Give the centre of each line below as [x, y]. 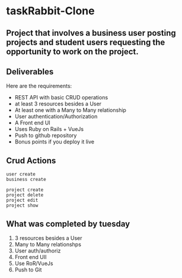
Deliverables [30, 72]
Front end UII [31, 257]
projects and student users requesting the [86, 42]
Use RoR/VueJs [34, 264]
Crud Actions [31, 160]
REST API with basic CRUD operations [61, 98]
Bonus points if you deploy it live [55, 142]
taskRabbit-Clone [50, 11]
